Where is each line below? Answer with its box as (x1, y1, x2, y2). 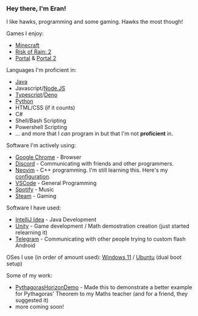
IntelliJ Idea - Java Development (15, 216, 96, 223)
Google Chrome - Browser (15, 153, 82, 161)
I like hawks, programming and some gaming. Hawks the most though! (6, 18, 183, 26)
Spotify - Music (15, 186, 54, 193)
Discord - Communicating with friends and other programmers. (15, 160, 174, 167)
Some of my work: (6, 272, 52, 279)
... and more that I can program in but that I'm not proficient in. (15, 130, 174, 138)
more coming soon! (15, 303, 64, 311)
